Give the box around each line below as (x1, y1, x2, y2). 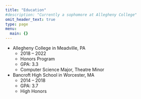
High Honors (20, 88, 47, 94)
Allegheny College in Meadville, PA (12, 45, 86, 51)
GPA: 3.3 (20, 61, 39, 67)
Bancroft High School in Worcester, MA (12, 72, 95, 78)
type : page (5, 21, 28, 27)
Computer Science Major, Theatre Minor (20, 67, 104, 73)
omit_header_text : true (5, 17, 56, 22)
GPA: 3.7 (20, 83, 39, 89)
